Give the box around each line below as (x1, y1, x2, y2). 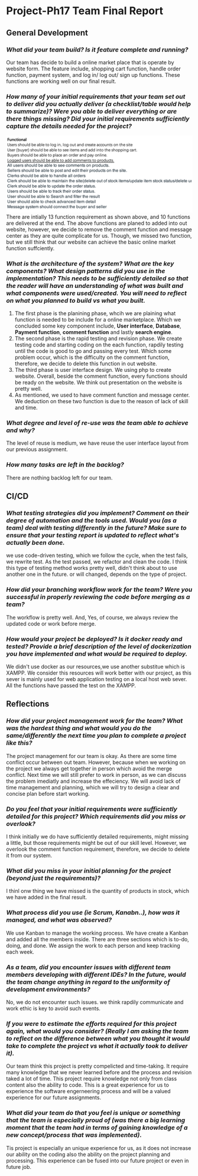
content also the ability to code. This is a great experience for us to (6, 1081, 170, 1088)
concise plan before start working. (6, 790, 90, 797)
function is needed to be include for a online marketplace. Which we (14, 316, 181, 323)
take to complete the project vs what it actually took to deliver (6, 1042, 188, 1050)
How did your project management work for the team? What (6, 717, 183, 725)
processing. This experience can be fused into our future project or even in (6, 1157, 189, 1164)
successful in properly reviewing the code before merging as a (6, 593, 190, 601)
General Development (6, 28, 89, 38)
